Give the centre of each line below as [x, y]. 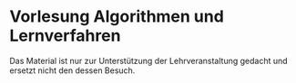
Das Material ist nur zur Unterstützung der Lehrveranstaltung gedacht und [149, 60]
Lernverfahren [65, 36]
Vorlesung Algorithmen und [117, 17]
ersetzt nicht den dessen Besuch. [72, 70]
